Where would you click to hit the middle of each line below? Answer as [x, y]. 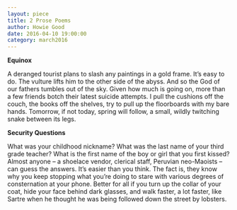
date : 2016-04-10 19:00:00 [47, 34]
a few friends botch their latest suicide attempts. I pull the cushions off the [116, 97]
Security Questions [36, 133]
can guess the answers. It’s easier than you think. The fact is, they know [112, 169]
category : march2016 [38, 40]
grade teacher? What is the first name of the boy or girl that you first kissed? [118, 154]
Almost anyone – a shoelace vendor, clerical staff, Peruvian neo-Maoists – [115, 162]
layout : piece [28, 14]
